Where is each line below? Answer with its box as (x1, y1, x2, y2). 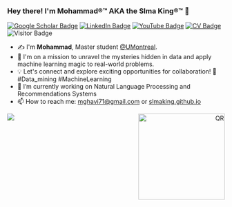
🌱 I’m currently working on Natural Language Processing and (17, 83, 191, 91)
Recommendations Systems (17, 89, 97, 98)
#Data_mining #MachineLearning (17, 75, 112, 83)
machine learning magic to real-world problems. (17, 60, 155, 68)
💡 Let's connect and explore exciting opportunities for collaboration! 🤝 (17, 67, 217, 76)
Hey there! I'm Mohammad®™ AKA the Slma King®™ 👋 (7, 6, 190, 16)
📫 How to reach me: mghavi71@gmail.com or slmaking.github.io (17, 98, 202, 106)
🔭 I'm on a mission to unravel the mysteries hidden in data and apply (17, 53, 212, 61)
